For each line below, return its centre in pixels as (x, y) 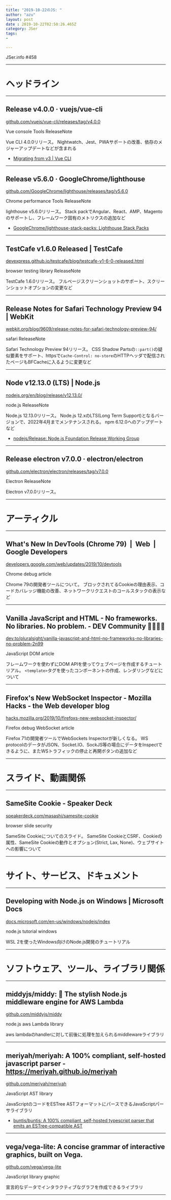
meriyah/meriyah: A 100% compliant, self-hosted (86, 1056)
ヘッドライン (33, 84)
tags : (11, 34)
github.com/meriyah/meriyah (36, 1084)
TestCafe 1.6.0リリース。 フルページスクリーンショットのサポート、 (77, 281)
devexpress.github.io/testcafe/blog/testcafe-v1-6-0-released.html (75, 261)
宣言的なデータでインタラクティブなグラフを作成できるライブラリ (75, 1187)
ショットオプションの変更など (41, 288)
